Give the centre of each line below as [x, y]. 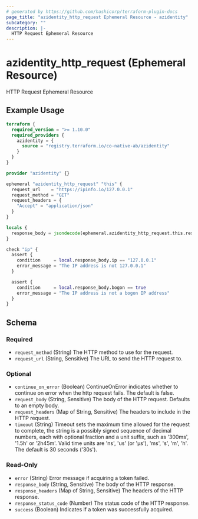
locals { [17, 228]
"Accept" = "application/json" [55, 206]
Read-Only [22, 465]
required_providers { [38, 135]
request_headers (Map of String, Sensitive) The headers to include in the [102, 412]
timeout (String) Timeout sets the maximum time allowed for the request [102, 424]
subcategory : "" [26, 22]
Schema [22, 322]
